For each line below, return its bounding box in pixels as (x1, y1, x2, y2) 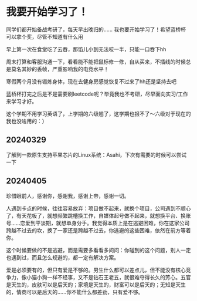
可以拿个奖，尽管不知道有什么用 (6, 33, 83, 40)
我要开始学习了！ (6, 5, 89, 19)
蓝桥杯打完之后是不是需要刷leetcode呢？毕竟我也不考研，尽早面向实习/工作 (6, 90, 189, 97)
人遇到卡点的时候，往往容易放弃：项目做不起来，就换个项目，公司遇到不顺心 (6, 205, 191, 212)
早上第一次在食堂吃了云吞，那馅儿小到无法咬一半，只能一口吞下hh (6, 45, 167, 53)
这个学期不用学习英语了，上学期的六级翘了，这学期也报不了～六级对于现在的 (6, 110, 191, 117)
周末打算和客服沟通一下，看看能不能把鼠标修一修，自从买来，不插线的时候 (6, 58, 186, 65)
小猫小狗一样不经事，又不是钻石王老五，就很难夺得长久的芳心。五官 (26, 273, 191, 280)
